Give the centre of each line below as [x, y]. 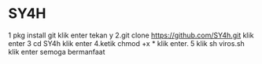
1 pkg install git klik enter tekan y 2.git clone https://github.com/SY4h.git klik [131, 35]
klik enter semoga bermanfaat [57, 52]
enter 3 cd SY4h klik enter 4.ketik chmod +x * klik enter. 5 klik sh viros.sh [127, 43]
